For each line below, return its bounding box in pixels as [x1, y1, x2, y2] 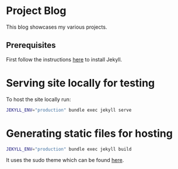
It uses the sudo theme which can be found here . [6, 157, 124, 164]
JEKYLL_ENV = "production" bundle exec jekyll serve [6, 107, 132, 113]
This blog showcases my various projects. [6, 23, 107, 30]
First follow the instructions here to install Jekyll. [6, 56, 123, 63]
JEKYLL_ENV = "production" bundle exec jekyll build [6, 146, 132, 152]
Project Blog [6, 4, 67, 18]
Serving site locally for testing [6, 76, 155, 89]
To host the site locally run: [6, 95, 71, 103]
